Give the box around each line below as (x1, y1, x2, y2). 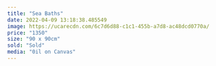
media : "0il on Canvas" (7, 49, 76, 56)
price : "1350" (7, 29, 49, 36)
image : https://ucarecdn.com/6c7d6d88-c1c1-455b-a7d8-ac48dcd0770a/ (7, 23, 210, 30)
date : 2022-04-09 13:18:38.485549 (7, 16, 108, 23)
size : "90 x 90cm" (7, 36, 60, 43)
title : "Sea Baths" (7, 10, 64, 17)
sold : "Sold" (7, 42, 45, 49)
